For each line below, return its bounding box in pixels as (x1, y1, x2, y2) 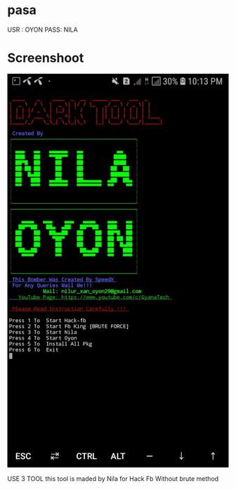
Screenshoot (7, 50, 84, 66)
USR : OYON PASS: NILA (7, 25, 79, 34)
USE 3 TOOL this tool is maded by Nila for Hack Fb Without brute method (7, 474, 219, 483)
